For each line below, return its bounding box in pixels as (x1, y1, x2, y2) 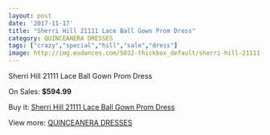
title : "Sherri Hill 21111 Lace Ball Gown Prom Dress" (8, 27, 196, 35)
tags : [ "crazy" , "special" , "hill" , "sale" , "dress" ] (8, 42, 178, 50)
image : (8, 49, 31, 57)
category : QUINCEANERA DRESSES (8, 34, 113, 43)
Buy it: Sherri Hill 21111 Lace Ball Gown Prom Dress (8, 102, 175, 112)
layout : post (8, 11, 52, 20)
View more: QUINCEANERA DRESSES (8, 118, 133, 127)
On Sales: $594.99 (8, 87, 72, 96)
